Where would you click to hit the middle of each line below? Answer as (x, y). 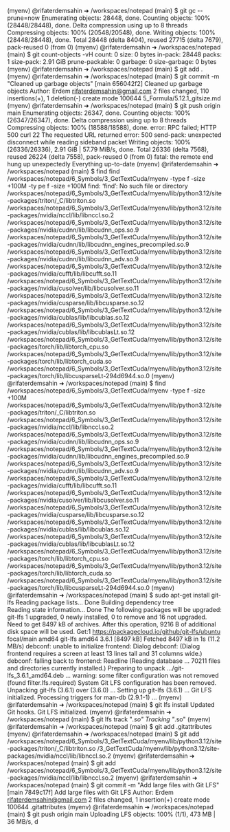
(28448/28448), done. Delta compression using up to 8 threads (97, 25)
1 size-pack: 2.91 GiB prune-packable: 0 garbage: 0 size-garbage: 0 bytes (112, 62)
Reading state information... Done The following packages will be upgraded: (114, 610)
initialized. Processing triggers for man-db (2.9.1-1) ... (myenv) (94, 697)
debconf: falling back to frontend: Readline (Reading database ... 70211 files (114, 661)
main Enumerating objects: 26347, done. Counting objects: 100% (99, 113)
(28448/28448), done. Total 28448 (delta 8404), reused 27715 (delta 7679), (115, 40)
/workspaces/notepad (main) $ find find (64, 171)
